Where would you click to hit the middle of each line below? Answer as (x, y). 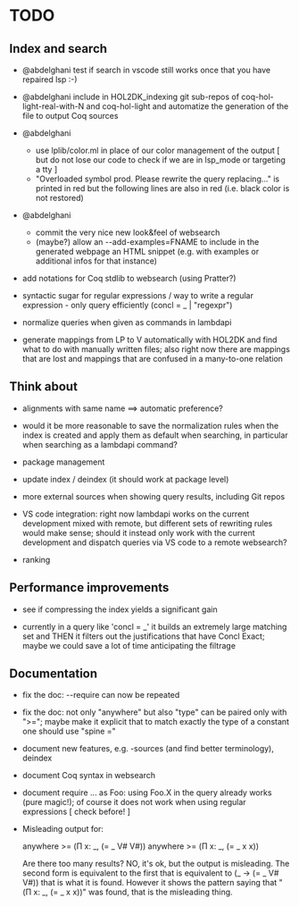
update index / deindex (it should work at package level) (125, 479)
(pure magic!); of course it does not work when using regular (134, 802)
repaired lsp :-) (50, 80)
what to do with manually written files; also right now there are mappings (156, 349)
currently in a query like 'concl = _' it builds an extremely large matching (154, 626)
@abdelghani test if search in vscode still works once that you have (146, 70)
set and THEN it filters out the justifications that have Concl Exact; (143, 636)
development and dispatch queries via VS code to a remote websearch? (154, 542)
